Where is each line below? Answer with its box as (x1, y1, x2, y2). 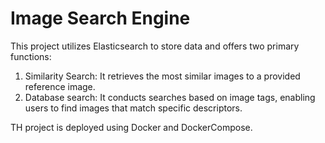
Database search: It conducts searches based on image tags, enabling (24, 91, 316, 103)
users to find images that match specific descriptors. (24, 102, 243, 114)
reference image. (24, 80, 96, 92)
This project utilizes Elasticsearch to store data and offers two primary (10, 40, 300, 52)
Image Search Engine (10, 7, 191, 30)
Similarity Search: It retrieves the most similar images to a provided (24, 70, 301, 82)
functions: (10, 50, 52, 62)
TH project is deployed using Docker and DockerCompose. (10, 121, 253, 133)
